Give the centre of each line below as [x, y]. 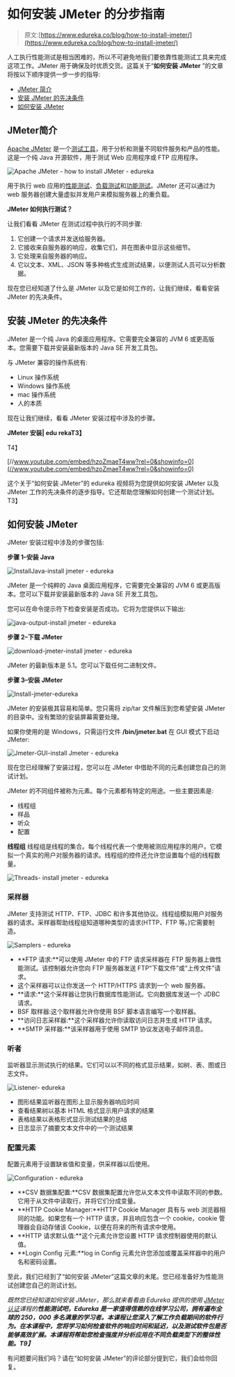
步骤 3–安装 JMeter [35, 680]
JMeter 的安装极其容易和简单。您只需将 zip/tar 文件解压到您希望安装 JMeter [116, 708]
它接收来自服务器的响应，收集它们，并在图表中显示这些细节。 [106, 247]
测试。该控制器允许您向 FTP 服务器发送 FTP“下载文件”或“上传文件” [119, 968]
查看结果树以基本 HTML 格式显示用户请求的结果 [86, 1110]
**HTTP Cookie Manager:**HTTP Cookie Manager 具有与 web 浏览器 [119, 1209]
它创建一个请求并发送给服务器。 [63, 238]
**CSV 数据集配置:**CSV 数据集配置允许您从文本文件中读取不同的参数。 [122, 1192]
